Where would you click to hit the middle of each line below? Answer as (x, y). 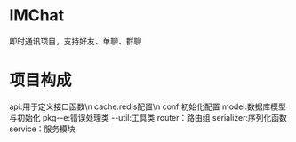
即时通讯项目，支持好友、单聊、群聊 (76, 41)
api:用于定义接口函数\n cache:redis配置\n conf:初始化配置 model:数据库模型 (148, 106)
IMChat (37, 16)
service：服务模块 (42, 129)
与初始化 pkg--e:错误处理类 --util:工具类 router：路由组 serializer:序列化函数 (148, 117)
